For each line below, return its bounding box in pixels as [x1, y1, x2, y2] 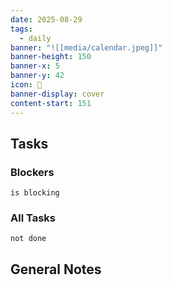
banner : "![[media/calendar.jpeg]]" [10, 42, 163, 53]
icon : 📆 [10, 80, 43, 90]
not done [10, 234, 47, 244]
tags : [10, 24, 33, 34]
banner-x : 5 [10, 61, 60, 71]
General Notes [10, 261, 102, 278]
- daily [19, 33, 52, 43]
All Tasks [10, 211, 56, 225]
